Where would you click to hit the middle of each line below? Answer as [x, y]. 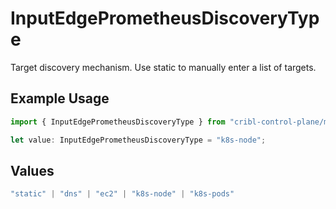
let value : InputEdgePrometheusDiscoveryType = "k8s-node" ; [138, 140]
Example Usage [60, 98]
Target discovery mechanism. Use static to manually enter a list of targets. [163, 67]
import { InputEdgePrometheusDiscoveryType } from [118, 122]
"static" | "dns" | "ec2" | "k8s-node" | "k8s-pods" [122, 194]
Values [32, 170]
